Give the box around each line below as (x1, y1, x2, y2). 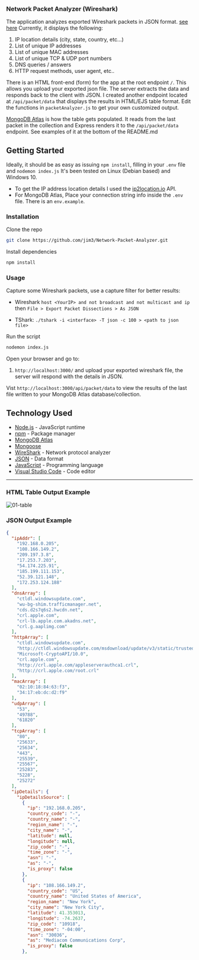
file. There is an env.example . (14, 198, 85, 205)
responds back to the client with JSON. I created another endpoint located (6, 91, 188, 99)
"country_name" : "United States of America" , (27, 894, 142, 900)
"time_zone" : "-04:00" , (27, 926, 86, 932)
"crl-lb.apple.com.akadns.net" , (17, 618, 97, 624)
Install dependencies (6, 248, 57, 255)
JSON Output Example (6, 516, 72, 524)
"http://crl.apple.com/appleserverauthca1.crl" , (17, 662, 139, 668)
